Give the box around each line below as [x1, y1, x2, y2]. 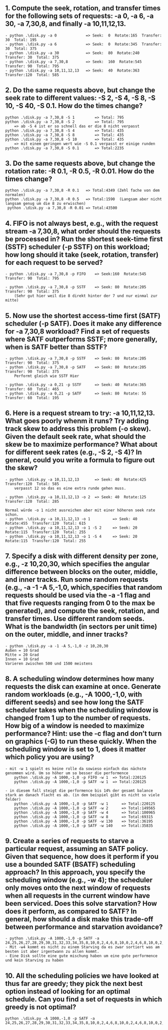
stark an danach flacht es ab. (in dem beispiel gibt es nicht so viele [5, 792, 160, 798]
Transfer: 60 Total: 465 [5, 387, 59, 392]
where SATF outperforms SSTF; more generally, [5, 335, 157, 344]
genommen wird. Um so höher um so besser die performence [5, 771, 128, 776]
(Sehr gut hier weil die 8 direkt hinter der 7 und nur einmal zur [14, 293, 157, 298]
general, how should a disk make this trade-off [5, 915, 153, 923]
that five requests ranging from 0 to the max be [5, 599, 155, 607]
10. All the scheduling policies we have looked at [5, 971, 159, 980]
